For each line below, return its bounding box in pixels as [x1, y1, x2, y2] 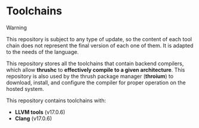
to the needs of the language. [6, 48, 79, 55]
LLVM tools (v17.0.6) [14, 108, 66, 115]
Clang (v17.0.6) [14, 115, 53, 122]
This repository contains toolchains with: [6, 97, 106, 104]
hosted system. [6, 85, 44, 92]
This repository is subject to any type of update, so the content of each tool [6, 35, 192, 42]
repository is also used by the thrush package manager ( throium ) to [6, 72, 174, 80]
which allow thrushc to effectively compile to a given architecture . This [6, 66, 185, 73]
